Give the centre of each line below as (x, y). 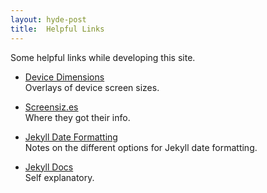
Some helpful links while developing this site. (103, 57)
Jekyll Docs (49, 167)
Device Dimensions (64, 77)
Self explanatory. (59, 177)
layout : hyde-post (48, 19)
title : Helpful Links (57, 29)
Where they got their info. (77, 117)
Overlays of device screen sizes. (92, 87)
